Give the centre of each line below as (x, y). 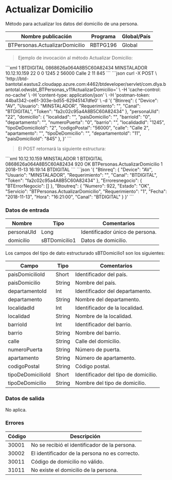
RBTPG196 (103, 45)
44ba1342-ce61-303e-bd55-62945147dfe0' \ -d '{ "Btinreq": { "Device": (82, 100)
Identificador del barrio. (103, 325)
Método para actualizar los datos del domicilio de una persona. (72, 24)
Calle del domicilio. (98, 341)
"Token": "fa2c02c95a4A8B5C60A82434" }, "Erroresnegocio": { (74, 180)
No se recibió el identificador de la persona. (84, 445)
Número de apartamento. (106, 358)
